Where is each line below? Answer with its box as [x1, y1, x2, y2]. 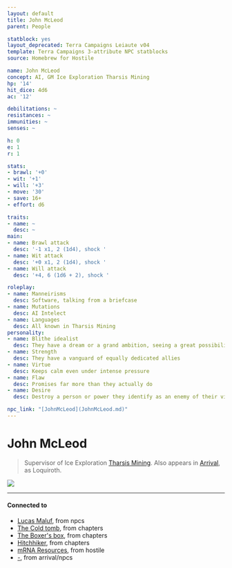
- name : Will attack [7, 265, 67, 272]
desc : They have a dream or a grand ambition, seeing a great [13, 342, 196, 349]
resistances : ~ [7, 112, 51, 119]
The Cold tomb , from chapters [17, 524, 104, 533]
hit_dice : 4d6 [7, 86, 48, 93]
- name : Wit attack [7, 252, 64, 259]
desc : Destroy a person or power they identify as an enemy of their [13, 394, 217, 401]
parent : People [7, 23, 51, 30]
